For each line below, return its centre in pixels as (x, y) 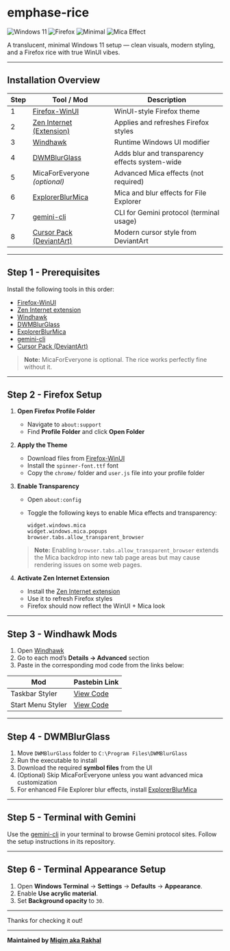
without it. (38, 367)
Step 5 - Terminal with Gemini (72, 817)
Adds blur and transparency (159, 153)
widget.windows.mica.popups (67, 531)
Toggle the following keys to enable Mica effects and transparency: (122, 513)
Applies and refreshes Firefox (162, 122)
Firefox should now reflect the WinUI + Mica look (96, 606)
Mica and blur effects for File (160, 192)
